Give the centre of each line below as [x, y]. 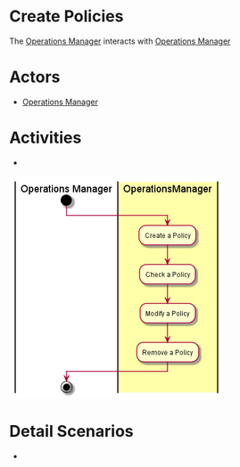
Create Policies [66, 16]
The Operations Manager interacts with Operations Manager [120, 41]
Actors [35, 77]
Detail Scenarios [71, 431]
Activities [46, 138]
